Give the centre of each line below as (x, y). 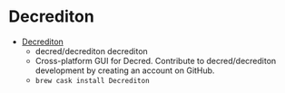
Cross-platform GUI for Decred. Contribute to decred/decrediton (156, 60)
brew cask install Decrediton (93, 80)
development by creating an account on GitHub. (125, 70)
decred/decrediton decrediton (92, 51)
